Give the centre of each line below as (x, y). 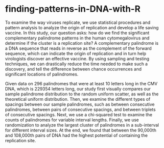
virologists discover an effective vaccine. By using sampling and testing (77, 58)
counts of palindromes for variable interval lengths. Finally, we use (72, 120)
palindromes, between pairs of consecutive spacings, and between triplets (80, 109)
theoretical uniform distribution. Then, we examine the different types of (78, 99)
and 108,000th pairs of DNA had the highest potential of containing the (76, 135)
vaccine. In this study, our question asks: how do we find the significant (77, 33)
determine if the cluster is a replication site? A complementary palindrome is (82, 43)
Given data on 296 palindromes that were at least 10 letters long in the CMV (81, 83)
